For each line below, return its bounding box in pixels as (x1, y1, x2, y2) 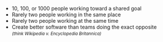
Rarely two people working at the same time (11, 17, 119, 24)
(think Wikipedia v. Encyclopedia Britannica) (11, 31, 102, 37)
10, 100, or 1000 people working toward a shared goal (11, 5, 142, 12)
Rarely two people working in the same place (11, 11, 121, 18)
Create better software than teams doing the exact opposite (11, 23, 157, 30)
